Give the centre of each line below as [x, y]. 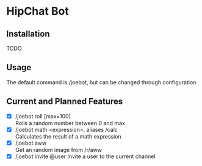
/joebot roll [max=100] [43, 116]
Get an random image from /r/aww [59, 150]
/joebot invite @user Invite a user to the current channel [85, 156]
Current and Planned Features [65, 102]
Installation [28, 34]
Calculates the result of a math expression [68, 136]
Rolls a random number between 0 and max [70, 123]
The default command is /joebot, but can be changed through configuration [101, 82]
